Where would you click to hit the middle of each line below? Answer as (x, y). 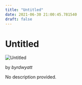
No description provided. (31, 77)
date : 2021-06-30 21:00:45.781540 (41, 14)
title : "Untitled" (24, 10)
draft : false (19, 19)
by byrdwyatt (19, 67)
